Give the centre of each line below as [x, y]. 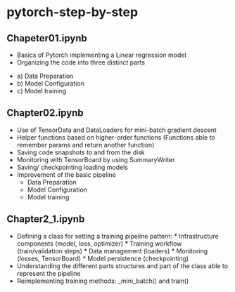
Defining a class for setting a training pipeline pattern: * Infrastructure [118, 236]
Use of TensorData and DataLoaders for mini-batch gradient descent [117, 130]
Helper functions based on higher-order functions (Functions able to [116, 137]
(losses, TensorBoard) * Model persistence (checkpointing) [103, 258]
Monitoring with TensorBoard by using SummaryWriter [96, 159]
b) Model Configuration [51, 84]
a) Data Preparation [45, 76]
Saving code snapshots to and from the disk [81, 152]
